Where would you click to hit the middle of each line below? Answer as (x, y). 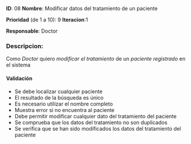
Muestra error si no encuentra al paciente (65, 110)
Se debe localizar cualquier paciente (58, 91)
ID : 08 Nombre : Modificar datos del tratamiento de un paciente (82, 8)
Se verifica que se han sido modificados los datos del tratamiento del (98, 128)
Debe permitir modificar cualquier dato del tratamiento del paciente (95, 116)
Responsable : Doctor (32, 31)
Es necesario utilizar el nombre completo (64, 104)
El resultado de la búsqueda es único (59, 97)
